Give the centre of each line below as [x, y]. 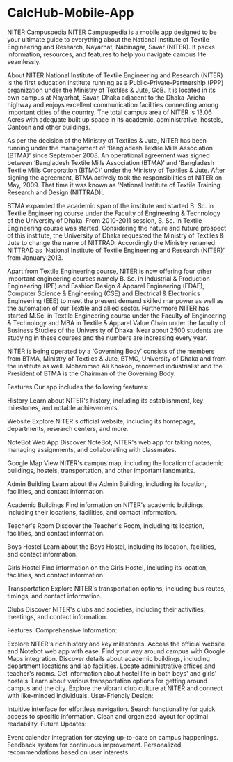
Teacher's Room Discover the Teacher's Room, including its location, [106, 526]
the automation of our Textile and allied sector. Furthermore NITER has [108, 308]
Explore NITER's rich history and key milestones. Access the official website [116, 644]
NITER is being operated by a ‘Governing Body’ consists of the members [111, 351]
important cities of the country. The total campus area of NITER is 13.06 [110, 112]
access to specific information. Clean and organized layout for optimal [108, 716]
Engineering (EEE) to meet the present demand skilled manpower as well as [115, 300]
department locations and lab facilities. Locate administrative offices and [111, 666]
